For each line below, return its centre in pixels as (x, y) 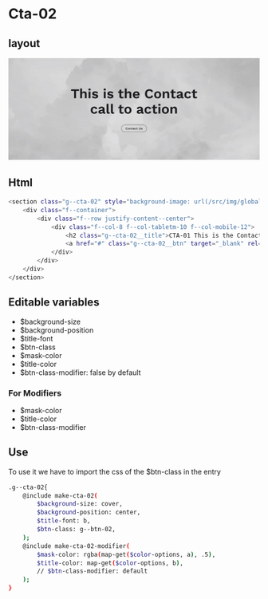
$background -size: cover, (80, 504)
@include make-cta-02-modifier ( (76, 546)
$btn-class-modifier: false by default (80, 372)
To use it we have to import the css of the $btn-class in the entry (115, 471)
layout (24, 43)
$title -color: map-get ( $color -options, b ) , (110, 563)
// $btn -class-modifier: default (93, 571)
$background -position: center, (89, 512)
